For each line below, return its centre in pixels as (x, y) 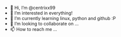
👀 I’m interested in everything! (41, 13)
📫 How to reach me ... (33, 29)
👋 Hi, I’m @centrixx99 (33, 8)
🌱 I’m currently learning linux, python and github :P (63, 18)
